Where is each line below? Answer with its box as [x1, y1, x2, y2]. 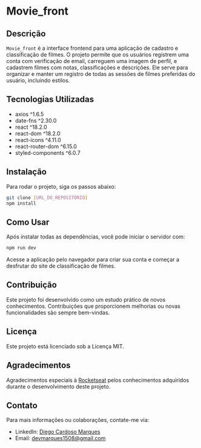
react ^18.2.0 [15, 123, 47, 131]
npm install [6, 200, 36, 206]
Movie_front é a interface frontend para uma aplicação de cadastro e [6, 44, 179, 52]
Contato [6, 400, 38, 410]
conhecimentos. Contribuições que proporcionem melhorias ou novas [6, 302, 180, 310]
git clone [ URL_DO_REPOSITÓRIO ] [6, 194, 88, 201]
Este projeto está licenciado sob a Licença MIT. [6, 342, 124, 350]
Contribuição [6, 280, 58, 290]
